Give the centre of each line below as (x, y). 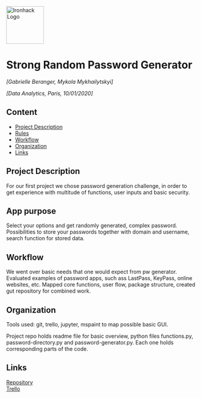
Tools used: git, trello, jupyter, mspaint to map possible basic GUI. (87, 324)
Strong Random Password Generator (99, 65)
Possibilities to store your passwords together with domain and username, (98, 232)
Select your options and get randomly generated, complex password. (92, 226)
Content (22, 112)
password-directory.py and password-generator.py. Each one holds (90, 342)
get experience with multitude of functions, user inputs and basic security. (98, 192)
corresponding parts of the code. (47, 349)
